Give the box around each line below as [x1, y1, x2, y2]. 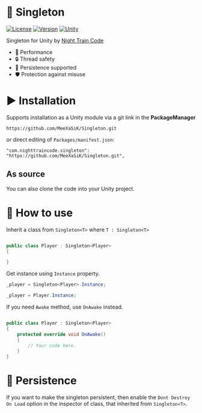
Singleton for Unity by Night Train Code [6, 37, 104, 44]
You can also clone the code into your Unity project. [6, 185, 135, 192]
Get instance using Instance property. [6, 270, 100, 277]
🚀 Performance [14, 48, 53, 56]
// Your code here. [28, 342, 77, 349]
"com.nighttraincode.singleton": [6, 147, 90, 154]
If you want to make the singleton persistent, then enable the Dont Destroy [6, 394, 191, 401]
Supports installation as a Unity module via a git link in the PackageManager [6, 113, 196, 121]
